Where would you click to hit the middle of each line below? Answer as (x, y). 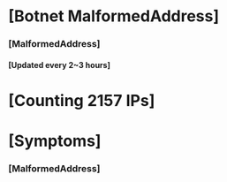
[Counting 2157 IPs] (82, 100)
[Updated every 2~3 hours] (60, 64)
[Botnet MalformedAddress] (114, 16)
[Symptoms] (55, 141)
